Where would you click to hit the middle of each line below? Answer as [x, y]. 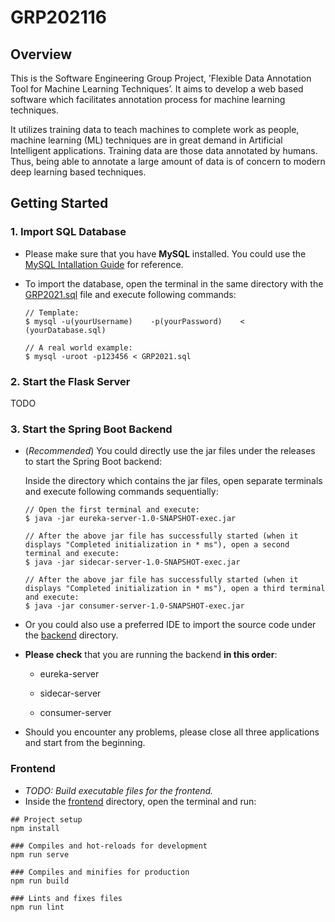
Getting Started [59, 203]
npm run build [40, 881]
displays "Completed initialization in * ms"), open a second [157, 545]
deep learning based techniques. [78, 172]
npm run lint [37, 907]
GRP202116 [59, 17]
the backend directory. [71, 635]
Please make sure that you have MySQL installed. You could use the [165, 253]
